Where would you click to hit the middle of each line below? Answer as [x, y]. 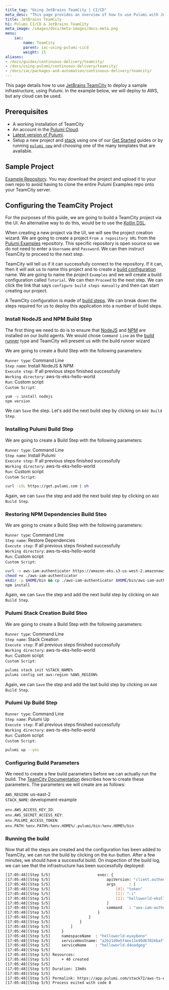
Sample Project [30, 167]
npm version [18, 401]
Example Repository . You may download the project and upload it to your [81, 179]
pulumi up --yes [22, 750]
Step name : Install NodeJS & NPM [39, 366]
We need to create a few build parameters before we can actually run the [81, 773]
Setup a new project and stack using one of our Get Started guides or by [88, 140]
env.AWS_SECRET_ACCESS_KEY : [34, 815]
